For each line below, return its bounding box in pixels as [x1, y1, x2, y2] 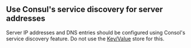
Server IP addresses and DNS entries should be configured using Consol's [6, 29, 186, 36]
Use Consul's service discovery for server [6, 5, 164, 14]
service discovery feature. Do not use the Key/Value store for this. [6, 35, 165, 42]
